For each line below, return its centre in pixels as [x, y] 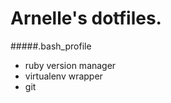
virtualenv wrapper [63, 76]
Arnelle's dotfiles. [86, 18]
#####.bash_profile [51, 46]
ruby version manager [70, 65]
